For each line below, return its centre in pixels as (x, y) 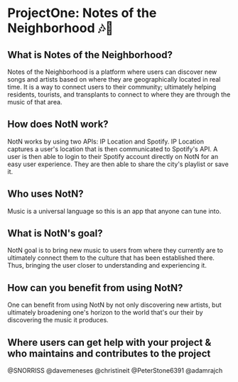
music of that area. (35, 102)
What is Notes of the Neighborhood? (90, 55)
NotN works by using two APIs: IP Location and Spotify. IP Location (106, 141)
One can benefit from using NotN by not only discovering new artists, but (114, 305)
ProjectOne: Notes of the (82, 13)
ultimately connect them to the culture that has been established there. (111, 258)
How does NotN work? (58, 125)
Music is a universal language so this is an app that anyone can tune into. (114, 211)
